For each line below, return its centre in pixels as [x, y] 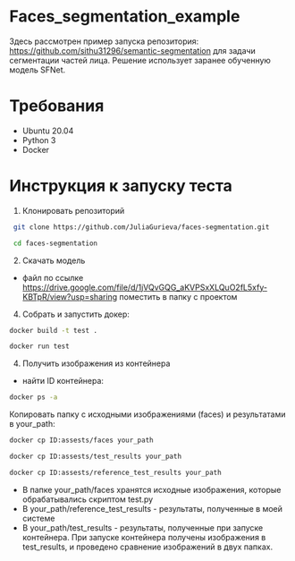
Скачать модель [54, 260]
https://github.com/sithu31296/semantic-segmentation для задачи [133, 50]
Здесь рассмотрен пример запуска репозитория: [104, 41]
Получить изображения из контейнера [96, 363]
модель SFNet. [38, 70]
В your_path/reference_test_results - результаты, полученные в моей [152, 508]
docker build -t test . [54, 330]
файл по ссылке [53, 277]
